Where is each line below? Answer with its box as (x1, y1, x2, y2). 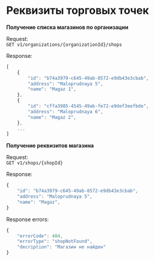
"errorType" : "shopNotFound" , (17, 239, 93, 245)
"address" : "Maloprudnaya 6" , (28, 108, 103, 115)
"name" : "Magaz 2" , (28, 114, 77, 121)
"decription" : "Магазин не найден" (17, 244, 106, 250)
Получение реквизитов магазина (6, 142, 94, 149)
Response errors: (6, 215, 49, 223)
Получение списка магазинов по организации (6, 24, 129, 31)
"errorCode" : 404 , (17, 233, 63, 239)
